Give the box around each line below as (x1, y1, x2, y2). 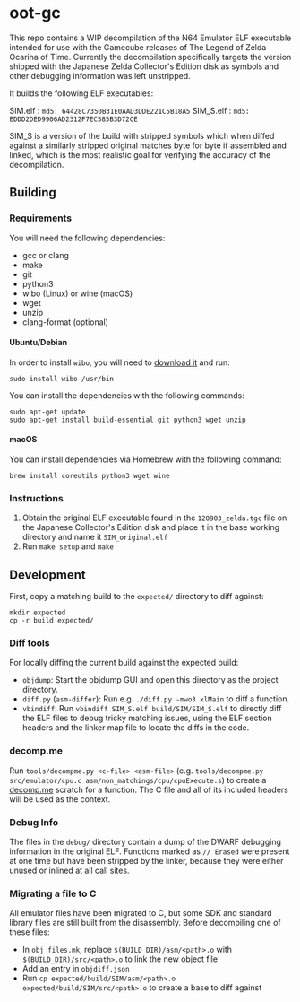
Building (9, 185, 56, 200)
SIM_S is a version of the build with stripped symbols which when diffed (9, 130, 275, 141)
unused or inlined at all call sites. (9, 865, 130, 876)
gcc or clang (21, 249, 70, 260)
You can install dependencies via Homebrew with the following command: (9, 454, 282, 465)
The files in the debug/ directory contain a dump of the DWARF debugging (9, 837, 282, 848)
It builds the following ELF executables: (9, 88, 154, 99)
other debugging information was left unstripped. (9, 70, 191, 81)
